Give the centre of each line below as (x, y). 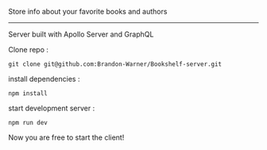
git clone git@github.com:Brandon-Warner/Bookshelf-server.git (115, 64)
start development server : (52, 108)
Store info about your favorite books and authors (88, 12)
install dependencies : (44, 79)
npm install (28, 94)
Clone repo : (29, 50)
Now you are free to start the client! (66, 137)
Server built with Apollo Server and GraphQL (81, 34)
